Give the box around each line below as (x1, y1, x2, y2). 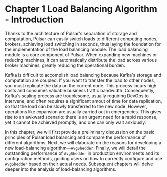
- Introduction (5, 14, 64, 25)
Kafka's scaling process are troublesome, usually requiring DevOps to (5, 93, 149, 99)
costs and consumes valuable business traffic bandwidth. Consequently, (5, 88, 155, 93)
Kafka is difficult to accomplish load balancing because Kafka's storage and (5, 72, 161, 78)
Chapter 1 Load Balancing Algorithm (5, 3, 157, 15)
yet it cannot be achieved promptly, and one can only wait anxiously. (5, 119, 146, 125)
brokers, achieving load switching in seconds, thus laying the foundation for (5, 41, 161, 47)
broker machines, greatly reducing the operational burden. (5, 62, 126, 68)
